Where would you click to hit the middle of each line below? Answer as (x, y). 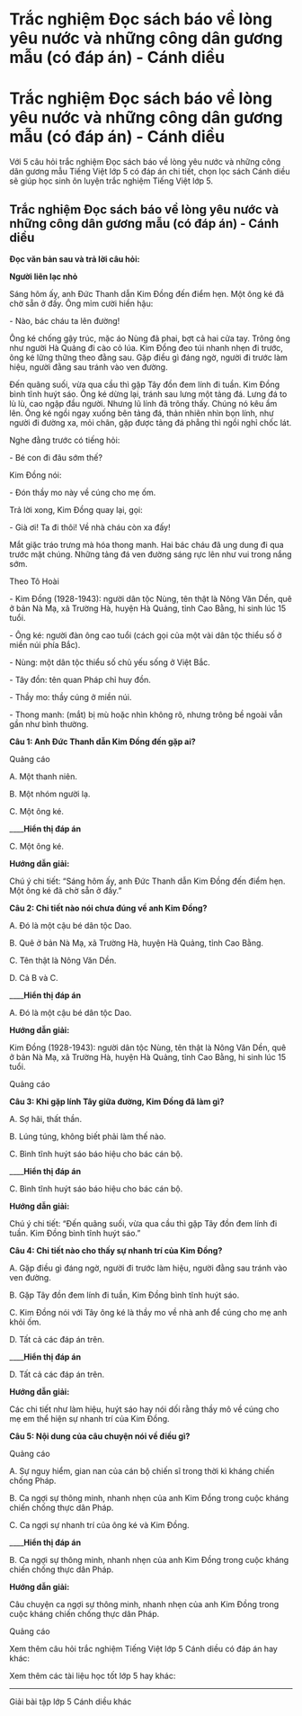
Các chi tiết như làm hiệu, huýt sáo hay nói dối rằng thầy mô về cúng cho (145, 1409)
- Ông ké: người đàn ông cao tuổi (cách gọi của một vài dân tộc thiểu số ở (146, 635)
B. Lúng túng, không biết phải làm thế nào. (88, 1136)
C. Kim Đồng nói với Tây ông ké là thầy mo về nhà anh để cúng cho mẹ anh (148, 1312)
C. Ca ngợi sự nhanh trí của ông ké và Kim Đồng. (100, 1524)
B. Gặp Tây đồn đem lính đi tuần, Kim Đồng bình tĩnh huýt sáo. (124, 1295)
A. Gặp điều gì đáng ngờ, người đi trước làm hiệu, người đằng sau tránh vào (148, 1268)
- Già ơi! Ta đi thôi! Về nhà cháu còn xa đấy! (90, 527)
